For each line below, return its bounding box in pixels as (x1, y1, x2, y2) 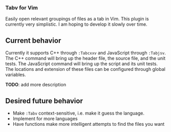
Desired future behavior (5, 97, 83, 105)
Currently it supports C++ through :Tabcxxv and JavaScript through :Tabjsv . (5, 50, 166, 56)
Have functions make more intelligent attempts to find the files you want (12, 121, 165, 127)
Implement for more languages (12, 115, 78, 122)
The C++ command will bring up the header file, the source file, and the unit (5, 55, 165, 62)
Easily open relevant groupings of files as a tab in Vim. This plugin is (5, 16, 149, 22)
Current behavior (5, 36, 61, 45)
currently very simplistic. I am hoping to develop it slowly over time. (5, 21, 147, 27)
